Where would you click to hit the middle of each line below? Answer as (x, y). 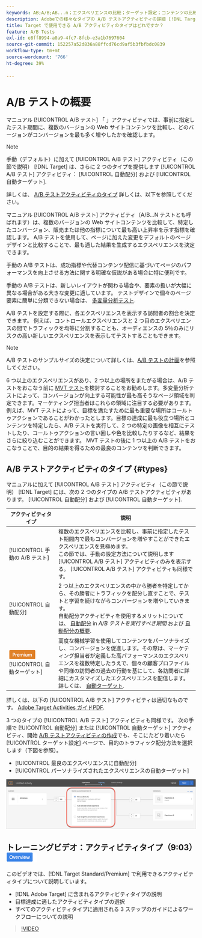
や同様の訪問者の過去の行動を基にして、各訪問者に (121, 671)
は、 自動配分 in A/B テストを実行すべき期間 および (121, 623)
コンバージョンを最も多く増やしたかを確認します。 (95, 135)
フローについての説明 (47, 917)
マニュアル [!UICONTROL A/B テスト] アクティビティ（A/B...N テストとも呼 (99, 215)
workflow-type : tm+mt (33, 51)
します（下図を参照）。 (34, 750)
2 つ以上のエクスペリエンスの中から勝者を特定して (121, 586)
